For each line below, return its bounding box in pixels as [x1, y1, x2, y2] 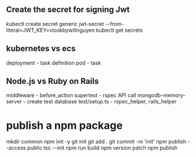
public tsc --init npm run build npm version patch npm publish [27, 144, 178, 152]
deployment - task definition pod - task [6, 59, 102, 66]
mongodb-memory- [137, 92, 186, 99]
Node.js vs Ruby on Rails [6, 76, 99, 86]
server [6, 98, 22, 105]
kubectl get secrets [96, 26, 143, 34]
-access [6, 144, 27, 152]
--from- [105, 20, 124, 27]
